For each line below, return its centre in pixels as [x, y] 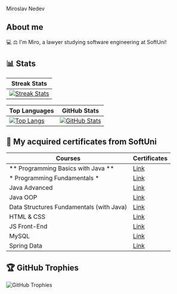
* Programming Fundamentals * [54, 178]
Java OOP [23, 198]
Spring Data [26, 246]
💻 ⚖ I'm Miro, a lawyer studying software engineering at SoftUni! [86, 42]
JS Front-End [28, 227]
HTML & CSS [27, 217]
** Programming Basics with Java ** [62, 168]
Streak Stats [29, 83]
